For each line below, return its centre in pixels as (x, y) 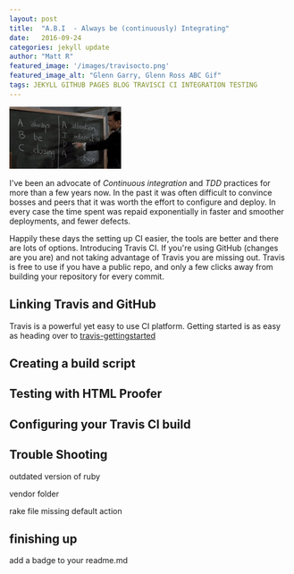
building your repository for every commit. (87, 276)
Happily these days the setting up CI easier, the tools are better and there (144, 238)
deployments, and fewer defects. (70, 221)
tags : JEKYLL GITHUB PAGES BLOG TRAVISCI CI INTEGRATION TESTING (133, 85)
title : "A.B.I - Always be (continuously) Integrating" (119, 28)
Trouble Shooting (59, 455)
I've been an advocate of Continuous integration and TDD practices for (140, 182)
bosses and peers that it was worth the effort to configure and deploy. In (143, 202)
